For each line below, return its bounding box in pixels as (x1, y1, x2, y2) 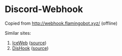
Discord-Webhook (5, 4, 83, 15)
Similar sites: (5, 30, 31, 36)
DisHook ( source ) (12, 45, 49, 51)
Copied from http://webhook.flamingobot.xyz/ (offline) (5, 20, 118, 26)
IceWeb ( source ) (12, 39, 47, 46)
